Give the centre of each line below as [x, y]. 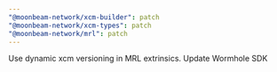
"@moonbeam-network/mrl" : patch [68, 33]
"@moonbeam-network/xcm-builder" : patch [84, 17]
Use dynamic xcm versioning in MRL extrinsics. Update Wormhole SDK [138, 59]
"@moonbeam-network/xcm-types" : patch [80, 25]
